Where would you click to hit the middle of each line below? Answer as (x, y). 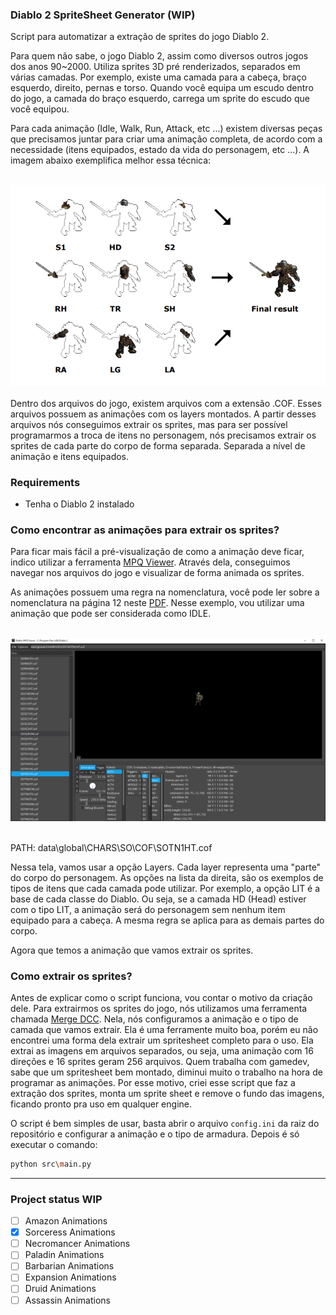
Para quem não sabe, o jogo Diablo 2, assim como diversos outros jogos (159, 56)
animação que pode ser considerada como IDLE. (111, 614)
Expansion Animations (70, 1277)
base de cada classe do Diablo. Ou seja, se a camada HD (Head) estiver (158, 899)
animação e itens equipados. (70, 456)
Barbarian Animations (69, 1266)
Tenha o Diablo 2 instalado (79, 504)
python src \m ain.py (51, 1164)
